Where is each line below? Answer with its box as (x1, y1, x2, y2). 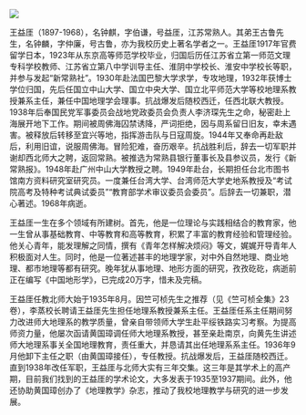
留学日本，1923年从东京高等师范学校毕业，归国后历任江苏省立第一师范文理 (9, 50, 291, 60)
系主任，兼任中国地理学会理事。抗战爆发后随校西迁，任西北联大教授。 (25, 96, 289, 106)
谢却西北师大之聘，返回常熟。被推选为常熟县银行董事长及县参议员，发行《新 (9, 152, 297, 163)
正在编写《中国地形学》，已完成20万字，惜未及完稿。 (9, 275, 208, 285)
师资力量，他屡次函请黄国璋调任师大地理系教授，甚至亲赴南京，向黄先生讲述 (9, 328, 297, 338)
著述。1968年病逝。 (16, 198, 92, 209)
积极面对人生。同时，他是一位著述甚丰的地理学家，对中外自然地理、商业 (9, 252, 280, 262)
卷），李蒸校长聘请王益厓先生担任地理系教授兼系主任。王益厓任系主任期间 (9, 306, 285, 316)
